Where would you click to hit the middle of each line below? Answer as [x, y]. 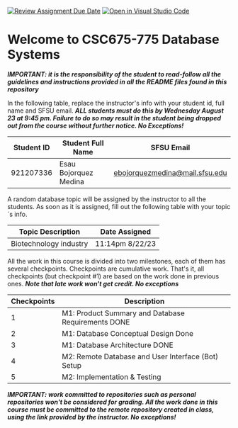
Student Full [83, 143]
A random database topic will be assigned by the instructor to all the [107, 199]
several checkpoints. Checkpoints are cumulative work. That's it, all [106, 269]
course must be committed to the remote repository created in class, [110, 409]
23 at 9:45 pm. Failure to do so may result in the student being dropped [114, 118]
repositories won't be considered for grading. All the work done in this [113, 402]
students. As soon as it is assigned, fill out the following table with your [111, 206]
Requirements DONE [96, 322]
